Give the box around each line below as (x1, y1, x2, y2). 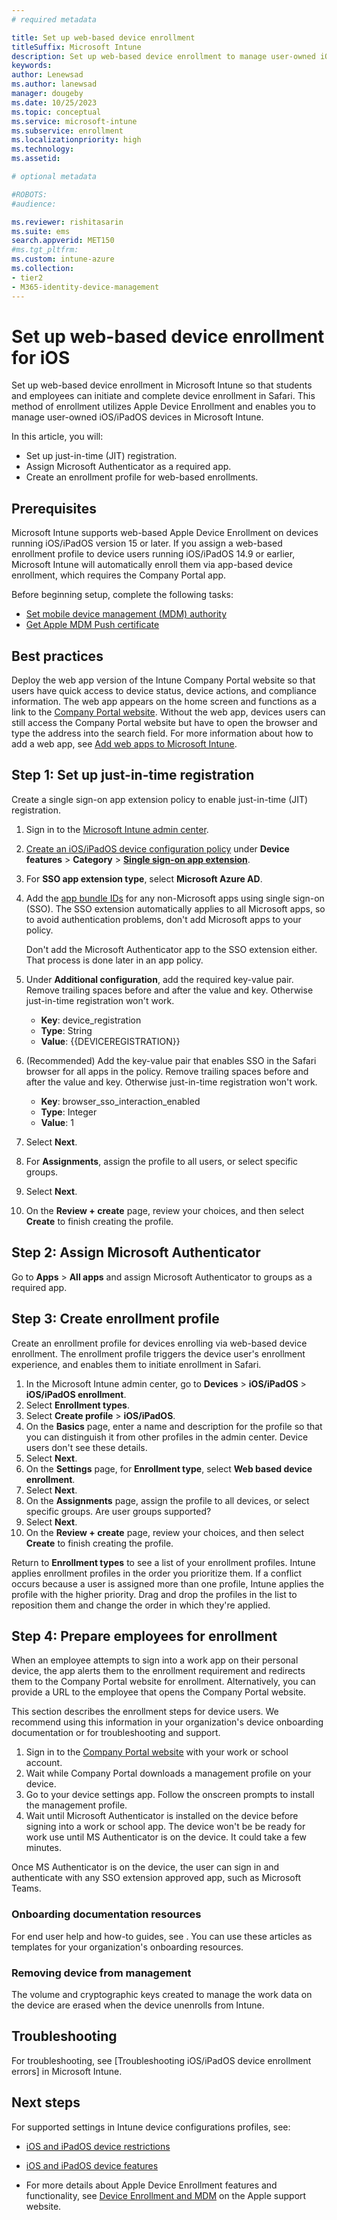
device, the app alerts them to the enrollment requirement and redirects (11, 1665, 306, 1677)
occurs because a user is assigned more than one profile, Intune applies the (11, 1577, 325, 1590)
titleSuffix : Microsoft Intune (11, 42, 142, 52)
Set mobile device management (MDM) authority (25, 608, 228, 620)
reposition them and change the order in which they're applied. (11, 1599, 271, 1611)
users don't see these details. (25, 1441, 148, 1453)
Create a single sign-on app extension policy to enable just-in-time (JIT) (11, 793, 309, 805)
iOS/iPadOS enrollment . (25, 1388, 127, 1400)
